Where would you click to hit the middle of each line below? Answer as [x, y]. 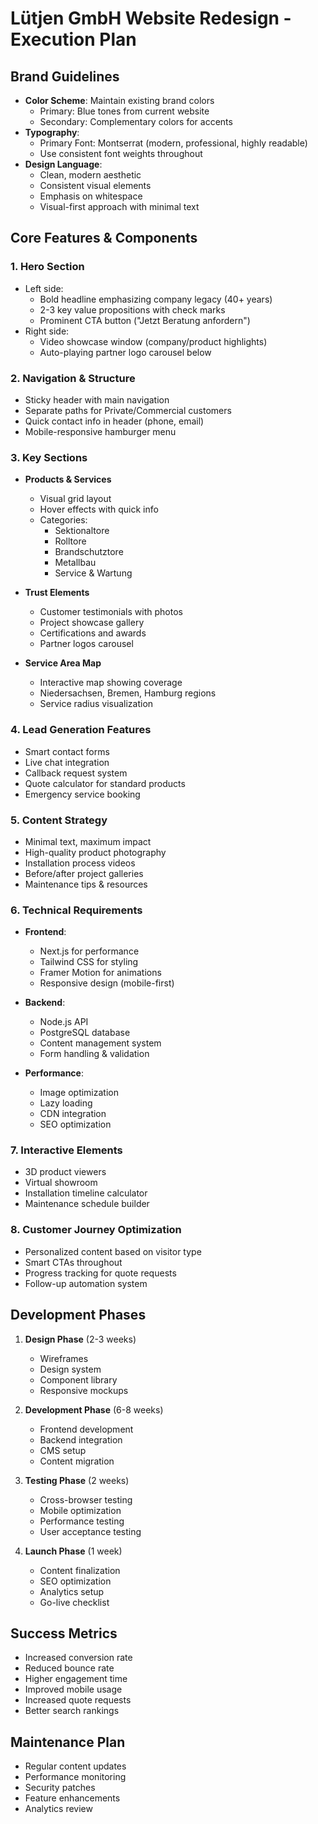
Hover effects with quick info [99, 509]
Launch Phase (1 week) [73, 1551]
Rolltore [70, 541]
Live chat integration [67, 762]
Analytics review [58, 1809]
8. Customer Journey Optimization [96, 1230]
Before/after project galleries [84, 873]
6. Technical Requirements [76, 910]
